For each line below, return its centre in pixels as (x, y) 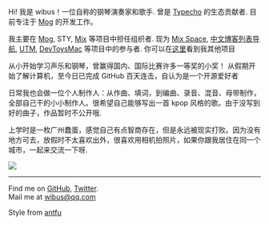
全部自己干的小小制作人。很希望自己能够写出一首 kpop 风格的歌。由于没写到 (134, 103)
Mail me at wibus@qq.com (52, 197)
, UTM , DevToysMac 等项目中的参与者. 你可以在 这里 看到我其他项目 (126, 49)
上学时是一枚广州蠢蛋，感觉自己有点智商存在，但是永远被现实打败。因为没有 (134, 130)
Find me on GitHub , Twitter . (53, 188)
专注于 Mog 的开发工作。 (56, 22)
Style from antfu (35, 212)
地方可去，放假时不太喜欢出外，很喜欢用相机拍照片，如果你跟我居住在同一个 (134, 140)
